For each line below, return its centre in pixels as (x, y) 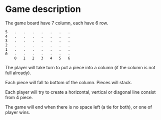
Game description (43, 9)
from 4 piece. (19, 97)
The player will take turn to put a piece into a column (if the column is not (80, 67)
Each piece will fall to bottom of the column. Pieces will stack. (69, 82)
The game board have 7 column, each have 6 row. (57, 23)
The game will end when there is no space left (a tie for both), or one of (79, 107)
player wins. (18, 112)
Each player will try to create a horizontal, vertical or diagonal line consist (80, 92)
